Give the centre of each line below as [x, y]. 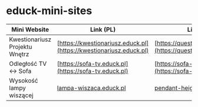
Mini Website [30, 29]
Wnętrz [19, 54]
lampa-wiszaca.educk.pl [91, 88]
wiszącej [21, 95]
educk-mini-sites [49, 11]
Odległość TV [28, 63]
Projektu [21, 46]
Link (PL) [103, 29]
